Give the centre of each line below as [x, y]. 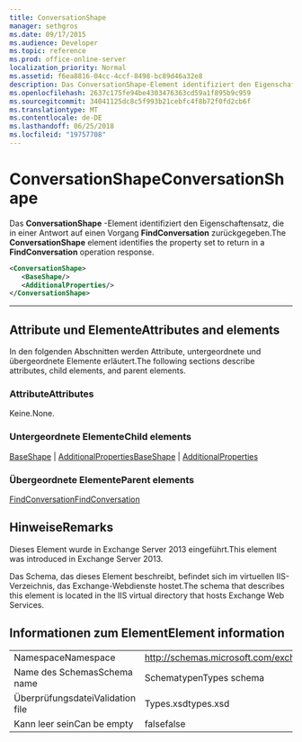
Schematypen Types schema [204, 677]
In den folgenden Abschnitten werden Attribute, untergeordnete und [135, 352]
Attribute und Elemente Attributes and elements [145, 330]
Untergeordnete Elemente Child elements [100, 437]
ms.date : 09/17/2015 [48, 34]
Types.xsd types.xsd [187, 703]
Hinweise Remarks [62, 527]
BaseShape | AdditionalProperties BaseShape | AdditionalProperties [134, 456]
